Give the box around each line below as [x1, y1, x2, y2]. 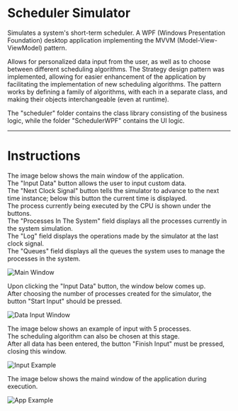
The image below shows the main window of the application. [7, 171, 184, 180]
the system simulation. [7, 224, 73, 232]
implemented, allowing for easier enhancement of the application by [7, 72, 206, 81]
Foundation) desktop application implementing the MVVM [7, 35, 176, 44]
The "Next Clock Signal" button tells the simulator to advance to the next [7, 186, 220, 194]
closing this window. [7, 346, 67, 356]
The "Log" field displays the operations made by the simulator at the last [7, 231, 219, 240]
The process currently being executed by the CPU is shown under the [7, 201, 211, 210]
